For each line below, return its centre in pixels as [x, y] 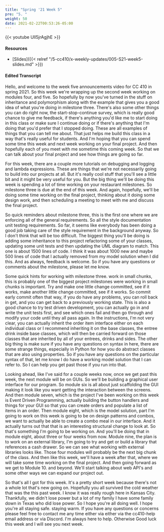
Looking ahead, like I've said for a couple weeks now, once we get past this [81, 374]
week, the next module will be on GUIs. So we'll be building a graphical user [82, 379]
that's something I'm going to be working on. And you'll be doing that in [77, 431]
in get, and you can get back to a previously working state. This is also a [78, 302]
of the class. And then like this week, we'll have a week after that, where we [81, 457]
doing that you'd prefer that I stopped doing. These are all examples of [76, 128]
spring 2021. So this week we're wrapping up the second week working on [80, 92]
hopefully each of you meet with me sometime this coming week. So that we [82, 149]
